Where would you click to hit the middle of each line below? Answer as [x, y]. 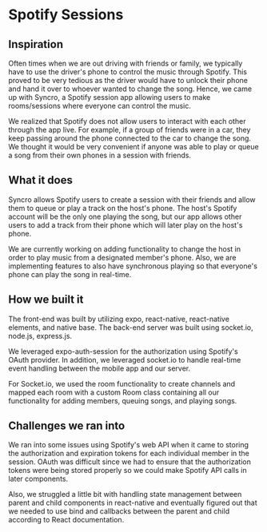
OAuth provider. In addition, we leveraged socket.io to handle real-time [125, 359]
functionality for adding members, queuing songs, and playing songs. [123, 400]
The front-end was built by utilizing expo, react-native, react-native [119, 319]
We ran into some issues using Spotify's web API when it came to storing [129, 445]
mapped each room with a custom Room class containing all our [114, 392]
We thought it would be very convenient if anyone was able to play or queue [133, 147]
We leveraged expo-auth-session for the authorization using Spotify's [123, 351]
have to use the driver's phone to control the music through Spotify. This [128, 72]
